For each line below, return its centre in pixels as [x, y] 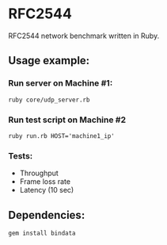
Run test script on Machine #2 [67, 120]
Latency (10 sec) [47, 190]
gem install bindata [42, 234]
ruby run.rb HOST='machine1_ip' [61, 136]
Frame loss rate [45, 182]
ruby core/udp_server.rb [49, 100]
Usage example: [49, 61]
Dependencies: [47, 215]
